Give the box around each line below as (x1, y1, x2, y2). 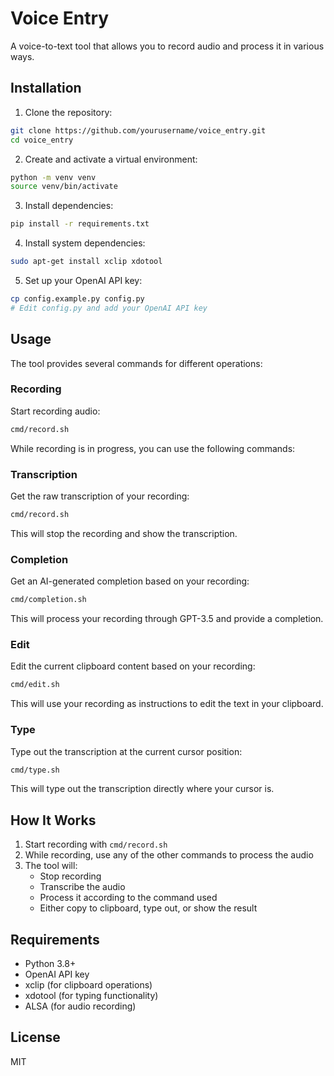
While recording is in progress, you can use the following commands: (10, 442, 296, 454)
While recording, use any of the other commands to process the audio (24, 849, 314, 861)
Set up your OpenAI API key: (24, 275, 143, 286)
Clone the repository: (24, 106, 113, 118)
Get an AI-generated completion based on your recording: (10, 575, 250, 587)
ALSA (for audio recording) (24, 1000, 137, 1012)
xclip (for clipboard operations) (24, 979, 153, 991)
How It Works (10, 812, 97, 829)
